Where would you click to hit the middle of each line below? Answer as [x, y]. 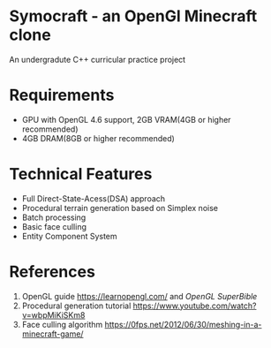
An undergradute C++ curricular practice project [98, 59]
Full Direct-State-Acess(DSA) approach [94, 198]
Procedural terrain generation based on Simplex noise [120, 208]
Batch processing [54, 217]
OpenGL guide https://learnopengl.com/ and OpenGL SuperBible [139, 296]
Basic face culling [54, 226]
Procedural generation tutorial [76, 306]
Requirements [62, 95]
